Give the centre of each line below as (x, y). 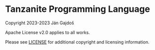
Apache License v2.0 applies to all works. (48, 32)
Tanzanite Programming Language (77, 9)
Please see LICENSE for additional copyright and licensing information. (77, 42)
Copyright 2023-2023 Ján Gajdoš (40, 23)
